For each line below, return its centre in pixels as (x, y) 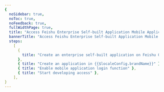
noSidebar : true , (27, 14)
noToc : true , (22, 18)
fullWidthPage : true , (31, 28)
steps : (16, 41)
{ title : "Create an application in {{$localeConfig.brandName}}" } (89, 64)
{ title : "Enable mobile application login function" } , (77, 69)
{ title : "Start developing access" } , (58, 73)
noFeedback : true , (28, 23)
